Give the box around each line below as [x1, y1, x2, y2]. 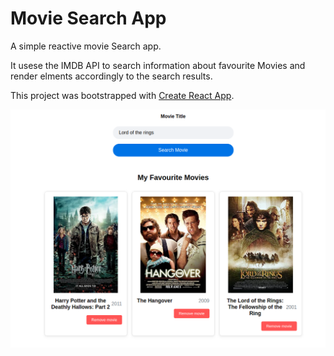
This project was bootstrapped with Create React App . [10, 89, 235, 101]
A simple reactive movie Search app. [10, 40, 162, 52]
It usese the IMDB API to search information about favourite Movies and [10, 59, 306, 71]
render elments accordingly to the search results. [10, 70, 213, 82]
